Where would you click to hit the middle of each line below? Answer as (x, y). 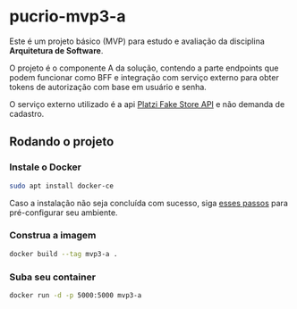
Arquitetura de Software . (56, 50)
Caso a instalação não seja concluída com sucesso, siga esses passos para (148, 203)
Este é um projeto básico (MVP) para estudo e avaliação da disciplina (137, 41)
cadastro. (27, 113)
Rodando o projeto (62, 142)
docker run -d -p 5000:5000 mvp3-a (76, 295)
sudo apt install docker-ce (62, 186)
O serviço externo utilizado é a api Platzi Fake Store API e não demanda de (147, 104)
